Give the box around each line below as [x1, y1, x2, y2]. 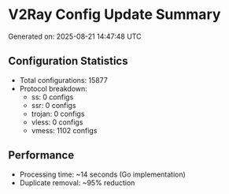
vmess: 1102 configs [31, 125, 98, 135]
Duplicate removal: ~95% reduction [19, 177, 135, 187]
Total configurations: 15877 [19, 75, 108, 84]
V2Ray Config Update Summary [8, 6, 221, 24]
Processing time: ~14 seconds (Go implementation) [19, 170, 187, 179]
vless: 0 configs [31, 117, 83, 127]
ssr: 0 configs [31, 100, 76, 110]
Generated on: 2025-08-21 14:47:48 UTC [8, 32, 142, 41]
